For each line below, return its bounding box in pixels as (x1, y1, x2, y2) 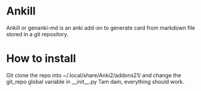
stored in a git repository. (6, 30, 69, 37)
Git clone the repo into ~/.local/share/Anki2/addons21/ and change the (6, 71, 182, 79)
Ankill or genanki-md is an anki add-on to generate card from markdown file (6, 24, 196, 31)
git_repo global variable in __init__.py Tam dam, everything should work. (6, 78, 185, 85)
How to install (6, 52, 77, 66)
